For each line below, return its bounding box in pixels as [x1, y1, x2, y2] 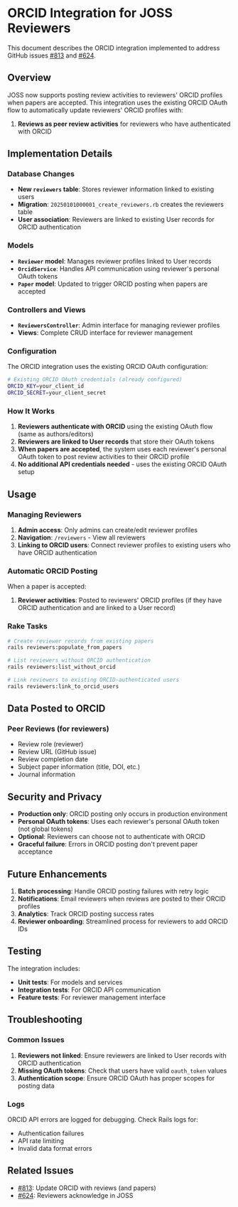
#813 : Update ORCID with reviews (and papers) [17, 1184, 156, 1192]
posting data [17, 1081, 55, 1090]
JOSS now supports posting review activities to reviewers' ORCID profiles [7, 90, 223, 99]
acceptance [17, 847, 53, 856]
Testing [7, 945, 42, 957]
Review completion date [17, 755, 89, 763]
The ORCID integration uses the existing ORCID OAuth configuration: [7, 363, 208, 371]
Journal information [17, 770, 76, 779]
